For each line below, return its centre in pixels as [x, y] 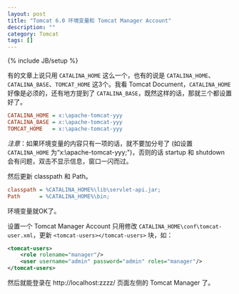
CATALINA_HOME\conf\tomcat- [180, 226]
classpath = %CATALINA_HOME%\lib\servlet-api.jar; [84, 189]
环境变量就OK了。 [34, 211]
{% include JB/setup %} [43, 61]
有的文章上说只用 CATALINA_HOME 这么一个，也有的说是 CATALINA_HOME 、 [111, 75]
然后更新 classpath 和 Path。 [50, 176]
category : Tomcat [33, 34]
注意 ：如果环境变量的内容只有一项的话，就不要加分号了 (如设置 [100, 143]
